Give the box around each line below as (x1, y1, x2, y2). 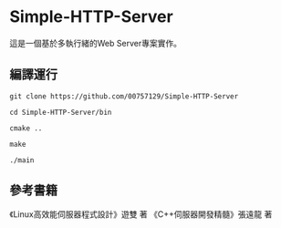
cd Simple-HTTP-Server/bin (9, 108, 112, 117)
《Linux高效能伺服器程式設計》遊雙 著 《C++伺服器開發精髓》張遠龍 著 (9, 208, 273, 220)
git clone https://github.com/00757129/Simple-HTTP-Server (9, 91, 239, 101)
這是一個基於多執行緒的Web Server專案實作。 (9, 37, 182, 48)
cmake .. (9, 123, 43, 133)
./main (9, 155, 35, 165)
